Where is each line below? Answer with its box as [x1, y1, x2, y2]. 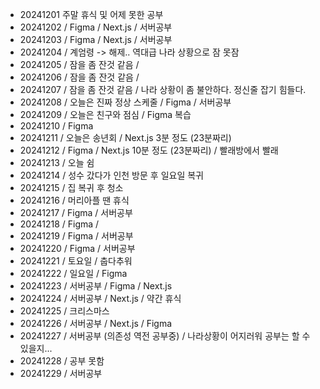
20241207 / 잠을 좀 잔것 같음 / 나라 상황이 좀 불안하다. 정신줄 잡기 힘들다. [19, 84, 307, 95]
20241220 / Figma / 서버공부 [19, 243, 136, 254]
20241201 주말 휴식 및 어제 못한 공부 [19, 9, 164, 20]
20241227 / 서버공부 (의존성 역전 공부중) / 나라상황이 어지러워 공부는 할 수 [19, 330, 311, 342]
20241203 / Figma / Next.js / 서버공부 [19, 34, 173, 45]
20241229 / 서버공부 [19, 368, 103, 379]
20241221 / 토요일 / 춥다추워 [19, 255, 133, 267]
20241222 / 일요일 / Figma [19, 268, 128, 279]
